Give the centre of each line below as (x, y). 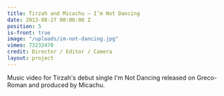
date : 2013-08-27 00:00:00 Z (49, 20)
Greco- (207, 77)
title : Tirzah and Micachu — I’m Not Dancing (73, 13)
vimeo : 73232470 (30, 45)
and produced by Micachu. (67, 85)
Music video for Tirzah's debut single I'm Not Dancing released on (101, 77)
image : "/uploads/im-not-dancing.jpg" (63, 39)
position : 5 (24, 26)
